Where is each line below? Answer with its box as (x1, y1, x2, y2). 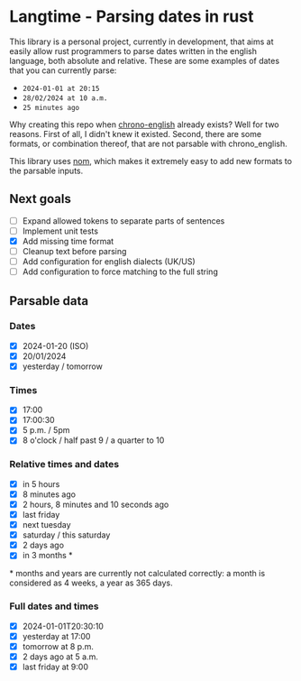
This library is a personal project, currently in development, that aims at (9, 36, 274, 47)
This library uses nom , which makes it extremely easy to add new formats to (9, 155, 293, 166)
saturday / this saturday (22, 529, 111, 540)
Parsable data (9, 293, 88, 308)
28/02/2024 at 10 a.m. (22, 93, 108, 103)
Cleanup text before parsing (22, 245, 127, 256)
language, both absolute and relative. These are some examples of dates (9, 55, 280, 66)
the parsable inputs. (9, 165, 84, 176)
